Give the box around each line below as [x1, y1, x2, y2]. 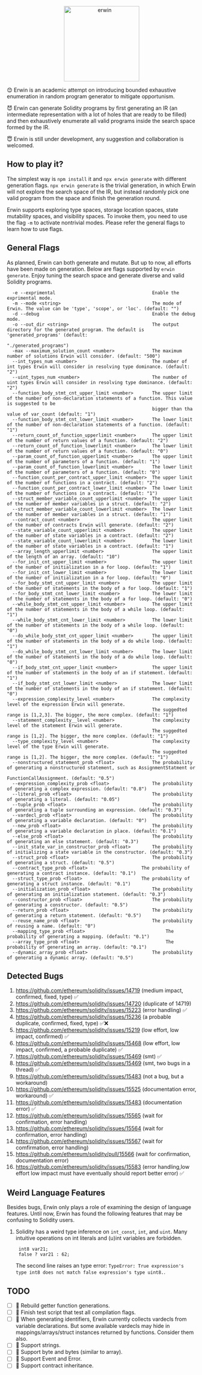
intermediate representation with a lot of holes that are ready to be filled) [7, 111, 187, 118]
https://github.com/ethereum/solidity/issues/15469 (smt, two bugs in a [15, 1060, 191, 1067]
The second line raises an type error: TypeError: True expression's [15, 1262, 184, 1269]
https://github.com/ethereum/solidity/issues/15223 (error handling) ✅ [15, 1007, 188, 1014]
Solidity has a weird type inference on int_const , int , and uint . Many [15, 1228, 188, 1236]
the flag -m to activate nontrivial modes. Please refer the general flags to [7, 219, 185, 226]
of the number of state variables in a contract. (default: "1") [7, 543, 174, 549]
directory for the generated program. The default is [7, 326, 145, 333]
